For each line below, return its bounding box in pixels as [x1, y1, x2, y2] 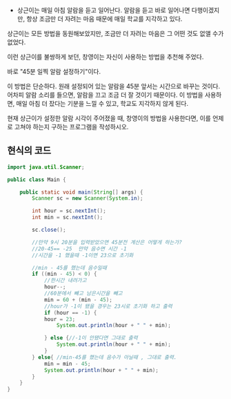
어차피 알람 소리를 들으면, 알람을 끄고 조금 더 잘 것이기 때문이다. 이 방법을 [7, 91, 203, 99]
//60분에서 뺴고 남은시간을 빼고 [43, 290, 123, 297]
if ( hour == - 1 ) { [43, 309, 97, 316]
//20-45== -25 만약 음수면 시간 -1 [32, 245, 128, 252]
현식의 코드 [7, 145, 52, 157]
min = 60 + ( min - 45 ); [43, 296, 112, 303]
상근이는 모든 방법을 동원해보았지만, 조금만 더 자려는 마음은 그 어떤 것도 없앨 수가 [7, 30, 224, 37]
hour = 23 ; [43, 315, 76, 323]
